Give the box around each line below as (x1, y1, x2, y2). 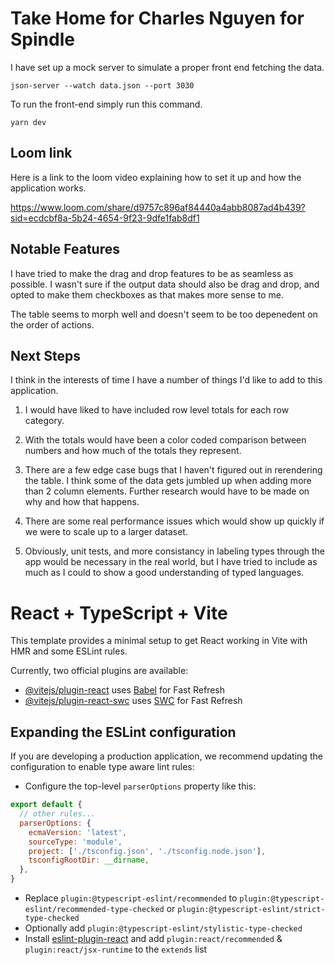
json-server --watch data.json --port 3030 (10, 80, 195, 91)
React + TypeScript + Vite (10, 602, 228, 624)
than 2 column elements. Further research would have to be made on (24, 485, 310, 497)
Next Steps (10, 347, 81, 364)
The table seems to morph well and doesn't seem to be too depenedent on (10, 308, 318, 320)
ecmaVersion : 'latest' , (28, 827, 128, 837)
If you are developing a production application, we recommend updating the (10, 750, 323, 762)
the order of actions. (10, 318, 95, 331)
